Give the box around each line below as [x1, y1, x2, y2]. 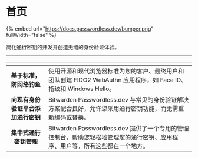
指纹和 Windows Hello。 [48, 85, 115, 93]
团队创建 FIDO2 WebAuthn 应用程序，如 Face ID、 [48, 76, 187, 84]
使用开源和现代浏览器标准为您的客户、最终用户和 [48, 67, 184, 75]
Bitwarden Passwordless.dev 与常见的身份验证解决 [48, 95, 189, 103]
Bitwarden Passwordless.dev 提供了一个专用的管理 [48, 124, 189, 132]
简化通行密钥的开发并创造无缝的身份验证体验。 [6, 43, 120, 51]
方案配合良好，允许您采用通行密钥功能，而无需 [48, 104, 179, 112]
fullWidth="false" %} [6, 31, 57, 38]
